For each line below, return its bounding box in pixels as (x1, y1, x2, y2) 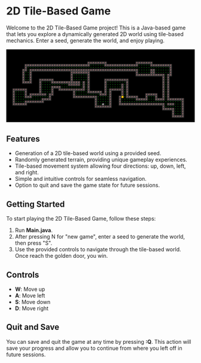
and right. (14, 169, 39, 176)
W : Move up (14, 285, 45, 293)
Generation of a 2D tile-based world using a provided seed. (14, 150, 162, 157)
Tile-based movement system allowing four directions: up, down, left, (14, 162, 186, 169)
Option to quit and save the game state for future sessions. (14, 181, 160, 189)
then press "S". (14, 239, 53, 247)
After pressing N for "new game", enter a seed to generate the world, (14, 233, 185, 240)
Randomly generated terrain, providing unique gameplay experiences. (14, 156, 187, 163)
